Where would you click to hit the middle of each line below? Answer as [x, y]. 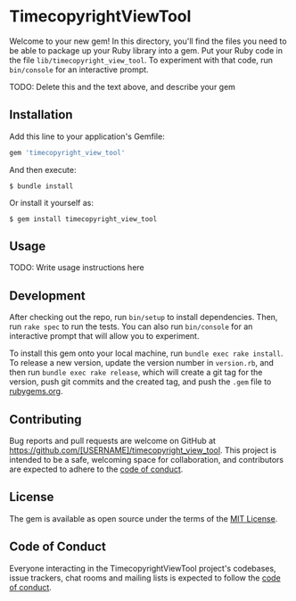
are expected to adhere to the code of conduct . [96, 469]
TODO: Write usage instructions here [77, 268]
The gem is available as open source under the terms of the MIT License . [144, 518]
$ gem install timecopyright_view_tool [83, 219]
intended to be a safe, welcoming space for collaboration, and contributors [146, 460]
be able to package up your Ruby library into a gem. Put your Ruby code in [146, 50]
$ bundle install [41, 186]
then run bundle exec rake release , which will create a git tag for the [136, 373]
